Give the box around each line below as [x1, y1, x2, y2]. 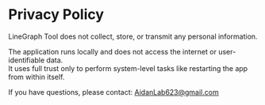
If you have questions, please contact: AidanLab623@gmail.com [8, 87, 220, 96]
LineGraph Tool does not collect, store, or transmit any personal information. [8, 32, 258, 41]
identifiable [8, 55, 45, 65]
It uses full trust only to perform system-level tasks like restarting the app [8, 63, 248, 73]
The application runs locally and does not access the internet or [8, 47, 217, 56]
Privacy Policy [8, 6, 105, 24]
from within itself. [8, 72, 65, 81]
